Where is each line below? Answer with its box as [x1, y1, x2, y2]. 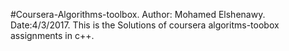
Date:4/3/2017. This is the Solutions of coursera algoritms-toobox [10, 19, 280, 31]
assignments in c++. [10, 30, 95, 41]
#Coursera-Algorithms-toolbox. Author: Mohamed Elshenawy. [10, 9, 266, 20]
